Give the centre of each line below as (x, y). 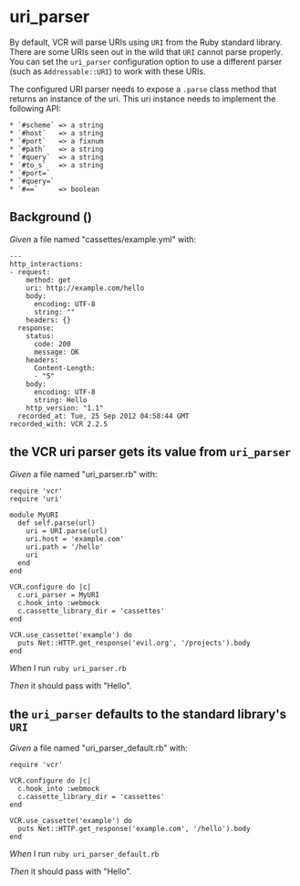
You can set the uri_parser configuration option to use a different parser (146, 61)
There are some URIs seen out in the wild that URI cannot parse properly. (146, 51)
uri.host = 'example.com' (75, 539)
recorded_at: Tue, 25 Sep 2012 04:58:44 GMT (103, 416)
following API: (36, 108)
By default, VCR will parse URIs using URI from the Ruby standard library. (146, 42)
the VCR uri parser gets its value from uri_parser (150, 452)
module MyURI (34, 515)
